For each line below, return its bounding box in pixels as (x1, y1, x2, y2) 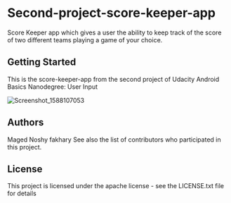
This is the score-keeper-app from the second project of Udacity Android (7, 75, 220, 83)
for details (7, 189, 37, 198)
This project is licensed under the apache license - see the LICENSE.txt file (7, 182, 225, 190)
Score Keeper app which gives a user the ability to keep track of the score (7, 28, 222, 37)
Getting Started (7, 56, 77, 68)
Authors (7, 116, 44, 128)
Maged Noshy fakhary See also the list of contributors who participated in (7, 135, 221, 144)
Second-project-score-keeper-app (7, 5, 216, 21)
